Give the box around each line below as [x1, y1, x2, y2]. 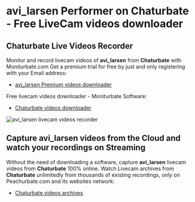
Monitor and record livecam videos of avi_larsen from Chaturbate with [6, 57, 182, 64]
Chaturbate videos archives [14, 189, 84, 196]
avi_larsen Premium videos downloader [14, 81, 112, 88]
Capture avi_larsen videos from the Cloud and [6, 133, 181, 143]
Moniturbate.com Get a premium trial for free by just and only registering [6, 63, 185, 70]
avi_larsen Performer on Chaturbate [6, 4, 190, 18]
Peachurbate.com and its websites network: [6, 177, 115, 185]
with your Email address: [6, 70, 67, 76]
